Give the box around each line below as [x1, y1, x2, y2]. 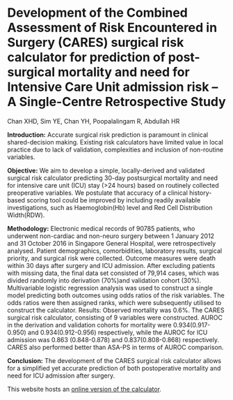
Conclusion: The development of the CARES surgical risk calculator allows [7, 356, 222, 364]
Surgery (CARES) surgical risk [7, 35, 184, 50]
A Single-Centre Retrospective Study [7, 94, 226, 110]
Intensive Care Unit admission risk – [7, 79, 218, 95]
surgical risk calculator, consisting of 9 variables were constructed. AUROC [7, 313, 223, 322]
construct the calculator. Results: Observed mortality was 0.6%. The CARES [7, 306, 225, 314]
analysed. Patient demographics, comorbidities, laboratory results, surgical [7, 246, 223, 255]
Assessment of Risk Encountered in [7, 20, 218, 36]
